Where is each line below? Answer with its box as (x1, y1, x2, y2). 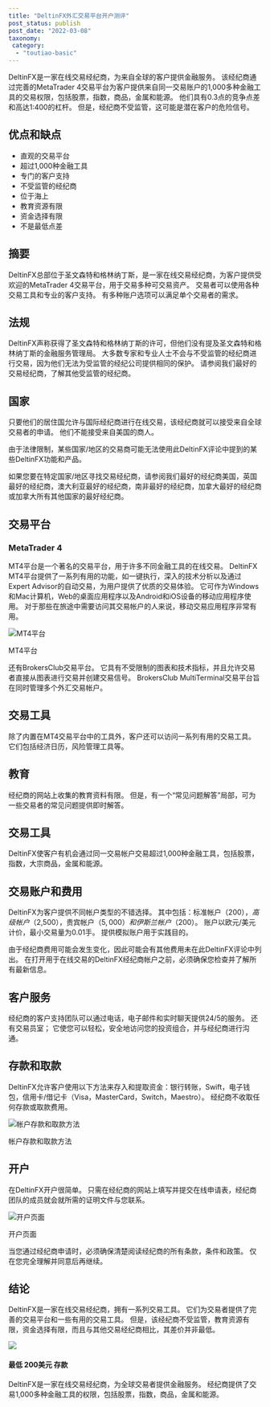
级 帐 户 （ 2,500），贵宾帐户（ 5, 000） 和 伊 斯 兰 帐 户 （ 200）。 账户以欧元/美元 (8, 918, 256, 927)
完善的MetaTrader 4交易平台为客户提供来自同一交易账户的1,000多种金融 (14, 82, 255, 92)
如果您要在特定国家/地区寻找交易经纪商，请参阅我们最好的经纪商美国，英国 (8, 472, 258, 481)
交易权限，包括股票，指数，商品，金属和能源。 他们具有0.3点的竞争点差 (22, 92, 260, 101)
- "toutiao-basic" (15, 49, 78, 57)
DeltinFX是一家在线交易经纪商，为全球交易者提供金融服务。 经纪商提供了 (8, 1379, 250, 1389)
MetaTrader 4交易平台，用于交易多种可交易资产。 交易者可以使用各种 (29, 280, 260, 289)
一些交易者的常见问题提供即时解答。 (8, 800, 129, 810)
